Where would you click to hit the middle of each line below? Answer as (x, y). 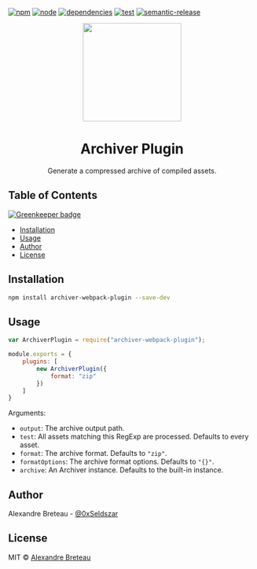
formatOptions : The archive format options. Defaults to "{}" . (117, 462)
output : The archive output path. (72, 428)
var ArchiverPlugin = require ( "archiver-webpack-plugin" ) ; (107, 340)
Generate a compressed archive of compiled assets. (132, 171)
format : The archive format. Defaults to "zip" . (93, 453)
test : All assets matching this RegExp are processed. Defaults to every (134, 437)
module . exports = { (40, 354)
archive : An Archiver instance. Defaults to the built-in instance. (121, 470)
